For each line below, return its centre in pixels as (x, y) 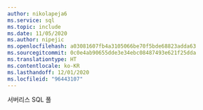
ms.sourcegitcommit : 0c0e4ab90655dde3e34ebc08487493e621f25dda (102, 53)
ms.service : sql (31, 20)
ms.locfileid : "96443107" (45, 79)
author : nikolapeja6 (38, 14)
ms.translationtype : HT (42, 60)
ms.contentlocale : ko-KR (44, 66)
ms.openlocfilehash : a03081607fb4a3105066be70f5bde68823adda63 (102, 46)
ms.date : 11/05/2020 (38, 33)
